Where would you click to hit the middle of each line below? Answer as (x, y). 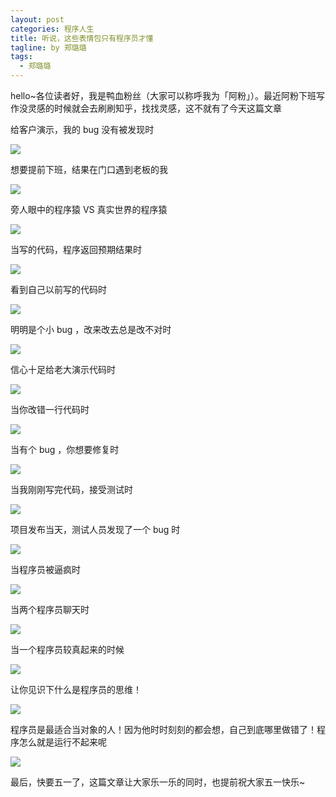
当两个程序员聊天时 (50, 609)
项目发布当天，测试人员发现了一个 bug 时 (95, 529)
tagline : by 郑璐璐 (48, 47)
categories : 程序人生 (52, 29)
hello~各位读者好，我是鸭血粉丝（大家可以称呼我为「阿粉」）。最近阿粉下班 (163, 95)
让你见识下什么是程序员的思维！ (76, 689)
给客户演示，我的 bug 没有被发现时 (82, 129)
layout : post (37, 19)
